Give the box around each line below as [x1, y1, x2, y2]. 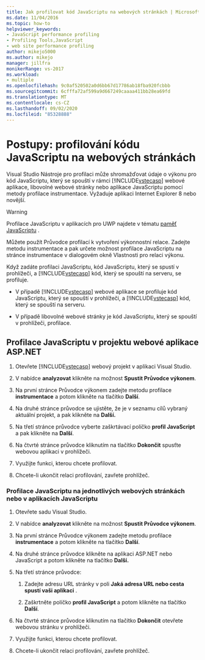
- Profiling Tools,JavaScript [6, 37, 84, 43]
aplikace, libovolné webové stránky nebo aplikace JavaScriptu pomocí [6, 184, 183, 191]
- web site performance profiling [6, 43, 95, 49]
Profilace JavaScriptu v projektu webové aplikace [6, 337, 199, 347]
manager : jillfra [6, 60, 51, 66]
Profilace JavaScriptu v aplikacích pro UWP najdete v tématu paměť [6, 220, 177, 228]
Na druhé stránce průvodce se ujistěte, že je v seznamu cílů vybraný [15, 405, 188, 412]
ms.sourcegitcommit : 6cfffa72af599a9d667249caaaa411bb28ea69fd [6, 89, 171, 95]
